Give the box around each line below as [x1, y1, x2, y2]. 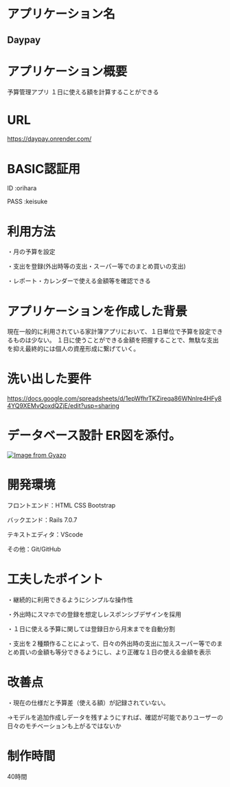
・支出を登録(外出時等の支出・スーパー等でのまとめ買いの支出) [7, 262, 187, 271]
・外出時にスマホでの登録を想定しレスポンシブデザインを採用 [7, 611, 182, 619]
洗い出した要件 [7, 372, 92, 387]
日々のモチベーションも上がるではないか [7, 722, 122, 730]
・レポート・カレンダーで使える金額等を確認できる [7, 277, 151, 285]
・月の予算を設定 [7, 248, 56, 256]
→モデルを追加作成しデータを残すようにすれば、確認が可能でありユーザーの [7, 713, 224, 721]
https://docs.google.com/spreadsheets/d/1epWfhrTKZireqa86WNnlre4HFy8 [7, 394, 222, 402]
